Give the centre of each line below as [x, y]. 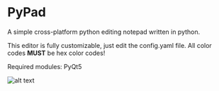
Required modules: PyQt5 [45, 66]
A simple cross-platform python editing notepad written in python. [104, 32]
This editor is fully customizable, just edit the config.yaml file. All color [110, 45]
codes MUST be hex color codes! [56, 53]
